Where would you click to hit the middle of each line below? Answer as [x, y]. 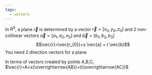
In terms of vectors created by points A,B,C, [50, 62]
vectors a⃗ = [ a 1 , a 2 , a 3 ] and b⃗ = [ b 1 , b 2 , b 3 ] [69, 36]
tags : [11, 10]
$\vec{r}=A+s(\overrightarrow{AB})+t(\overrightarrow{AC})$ [67, 67]
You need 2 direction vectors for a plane [46, 52]
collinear [14, 36]
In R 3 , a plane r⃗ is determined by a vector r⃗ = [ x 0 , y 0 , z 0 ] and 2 [71, 29]
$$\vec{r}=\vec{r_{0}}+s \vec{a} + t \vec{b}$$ [83, 44]
